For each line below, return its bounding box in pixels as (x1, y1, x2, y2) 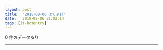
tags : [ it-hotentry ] (5, 20, 47, 26)
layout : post (5, 7, 32, 12)
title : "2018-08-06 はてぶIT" (5, 12, 66, 17)
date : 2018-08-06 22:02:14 (5, 16, 64, 21)
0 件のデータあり (5, 34, 39, 40)
